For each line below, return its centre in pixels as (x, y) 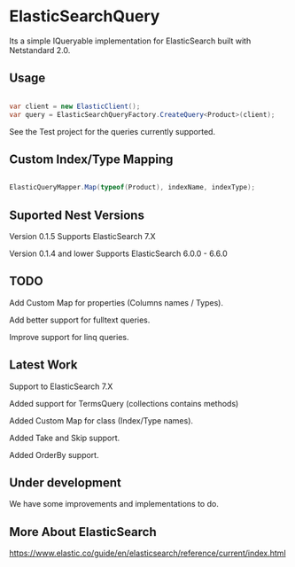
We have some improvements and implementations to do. (114, 504)
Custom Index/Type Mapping (91, 159)
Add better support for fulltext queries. (80, 320)
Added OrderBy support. (54, 454)
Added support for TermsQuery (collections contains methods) (124, 403)
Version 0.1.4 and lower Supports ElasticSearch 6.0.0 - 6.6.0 (118, 253)
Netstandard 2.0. (40, 50)
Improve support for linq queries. (69, 337)
